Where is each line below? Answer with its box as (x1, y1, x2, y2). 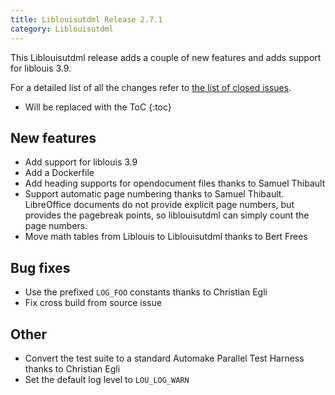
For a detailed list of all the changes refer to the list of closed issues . (10, 81, 292, 93)
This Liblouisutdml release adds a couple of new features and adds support (10, 51, 322, 63)
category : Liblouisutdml (10, 24, 114, 34)
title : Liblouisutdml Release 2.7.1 (10, 14, 163, 25)
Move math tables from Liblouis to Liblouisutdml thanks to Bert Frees (24, 231, 308, 243)
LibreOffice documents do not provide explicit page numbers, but (24, 199, 295, 211)
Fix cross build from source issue (24, 297, 162, 309)
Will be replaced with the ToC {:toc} (24, 101, 172, 113)
